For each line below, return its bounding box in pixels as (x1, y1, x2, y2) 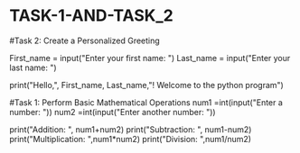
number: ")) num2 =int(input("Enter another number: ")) (9, 106, 216, 117)
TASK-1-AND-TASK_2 (9, 5, 173, 26)
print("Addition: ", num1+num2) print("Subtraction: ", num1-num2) (9, 123, 252, 135)
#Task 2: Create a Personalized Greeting (9, 35, 160, 46)
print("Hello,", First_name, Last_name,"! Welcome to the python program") (9, 79, 285, 90)
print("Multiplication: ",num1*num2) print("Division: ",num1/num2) (9, 133, 251, 144)
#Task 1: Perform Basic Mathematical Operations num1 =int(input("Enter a (9, 96, 283, 108)
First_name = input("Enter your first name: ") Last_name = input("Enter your (9, 52, 291, 63)
